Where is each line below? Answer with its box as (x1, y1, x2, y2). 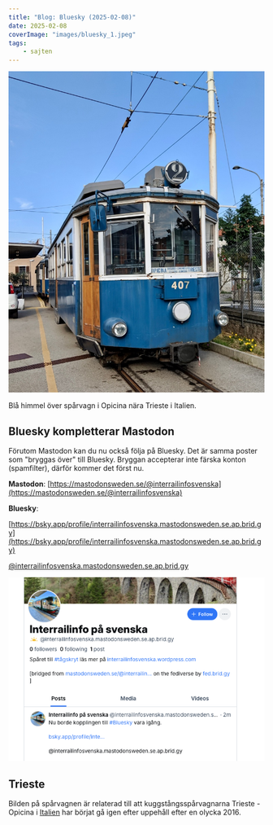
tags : (8, 39, 27, 47)
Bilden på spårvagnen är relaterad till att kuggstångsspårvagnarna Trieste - (8, 798, 261, 808)
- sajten (23, 47, 53, 56)
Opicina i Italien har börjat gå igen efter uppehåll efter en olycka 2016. (8, 807, 241, 817)
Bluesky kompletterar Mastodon (8, 424, 175, 438)
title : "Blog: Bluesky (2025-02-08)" (8, 13, 136, 21)
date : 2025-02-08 (8, 21, 67, 30)
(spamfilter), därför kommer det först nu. (8, 463, 145, 473)
